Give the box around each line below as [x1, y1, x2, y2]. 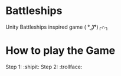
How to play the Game [5, 44, 116, 57]
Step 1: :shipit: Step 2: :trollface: [5, 63, 83, 70]
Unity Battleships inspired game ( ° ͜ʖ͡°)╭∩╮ [5, 23, 109, 30]
